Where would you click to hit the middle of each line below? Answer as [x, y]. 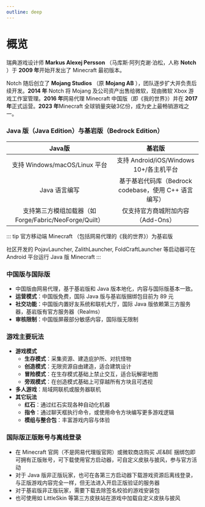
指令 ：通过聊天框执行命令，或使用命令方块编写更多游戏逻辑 [99, 412]
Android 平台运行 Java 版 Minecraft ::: [54, 257]
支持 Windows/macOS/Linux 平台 [59, 165]
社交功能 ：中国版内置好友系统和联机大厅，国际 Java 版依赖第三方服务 [103, 304]
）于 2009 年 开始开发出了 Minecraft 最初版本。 [66, 70]
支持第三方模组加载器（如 [59, 211]
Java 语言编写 [59, 190]
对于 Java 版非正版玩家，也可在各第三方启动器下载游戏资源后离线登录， [106, 475]
